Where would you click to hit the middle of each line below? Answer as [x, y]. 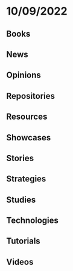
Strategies [26, 179]
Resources [27, 117]
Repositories [31, 96]
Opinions [24, 75]
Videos [20, 262]
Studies [21, 200]
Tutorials [23, 241]
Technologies [33, 221]
